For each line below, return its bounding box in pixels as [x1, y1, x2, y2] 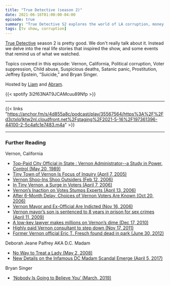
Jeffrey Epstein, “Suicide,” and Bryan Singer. [5, 71, 98, 77]
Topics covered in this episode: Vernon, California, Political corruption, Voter [5, 61, 164, 67]
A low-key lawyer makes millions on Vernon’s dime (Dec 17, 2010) [12, 220, 149, 226]
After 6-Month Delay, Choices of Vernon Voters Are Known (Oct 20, [12, 193, 154, 199]
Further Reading [5, 139, 46, 146]
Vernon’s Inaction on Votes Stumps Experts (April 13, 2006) [12, 187, 136, 193]
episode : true [5, 17, 35, 22]
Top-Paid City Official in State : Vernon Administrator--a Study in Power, [12, 160, 163, 167]
